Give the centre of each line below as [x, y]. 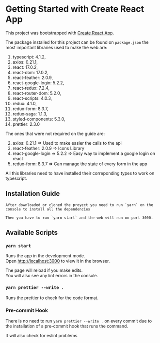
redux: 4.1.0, [24, 103]
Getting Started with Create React [75, 9]
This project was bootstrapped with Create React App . [60, 33]
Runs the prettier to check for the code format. [52, 298]
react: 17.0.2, [25, 67]
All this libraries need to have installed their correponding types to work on [80, 173]
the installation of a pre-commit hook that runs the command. [67, 326]
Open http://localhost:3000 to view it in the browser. [58, 261]
